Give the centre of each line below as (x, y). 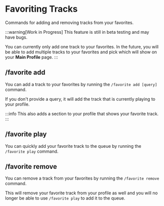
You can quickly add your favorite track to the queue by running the (73, 146)
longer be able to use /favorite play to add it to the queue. (65, 198)
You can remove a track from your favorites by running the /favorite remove (82, 178)
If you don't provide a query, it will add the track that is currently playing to (80, 99)
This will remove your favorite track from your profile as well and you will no (82, 193)
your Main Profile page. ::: (32, 57)
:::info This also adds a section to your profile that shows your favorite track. (82, 114)
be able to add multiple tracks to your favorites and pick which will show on (81, 52)
